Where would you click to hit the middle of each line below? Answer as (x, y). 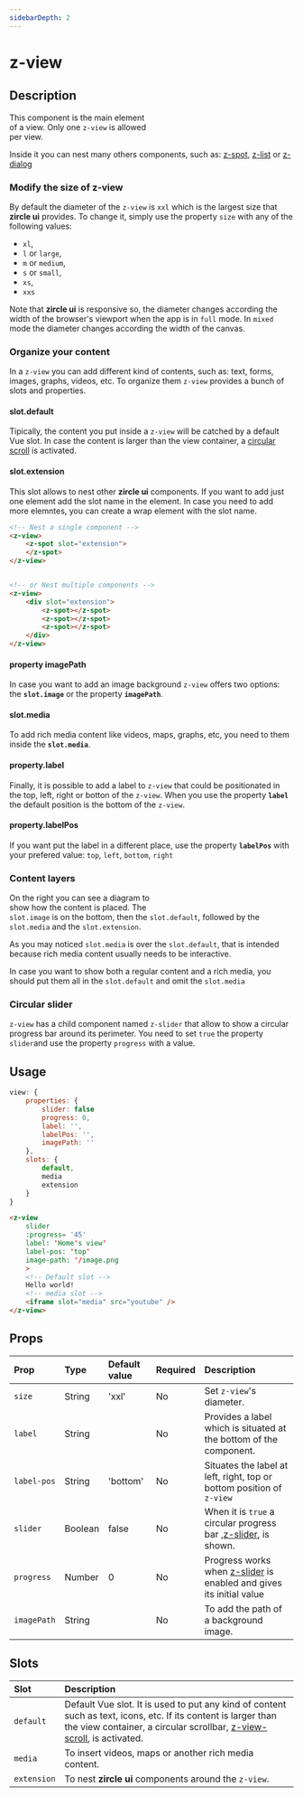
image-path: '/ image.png (72, 1260)
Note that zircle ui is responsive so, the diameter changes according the (143, 309)
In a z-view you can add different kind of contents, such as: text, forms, (142, 372)
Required (176, 1369)
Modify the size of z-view (66, 187)
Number (82, 1576)
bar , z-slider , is (237, 1534)
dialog (21, 164)
